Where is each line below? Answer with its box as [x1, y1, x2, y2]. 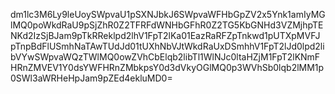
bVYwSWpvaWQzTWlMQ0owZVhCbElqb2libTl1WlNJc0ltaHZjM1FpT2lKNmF [10, 51, 321, 63]
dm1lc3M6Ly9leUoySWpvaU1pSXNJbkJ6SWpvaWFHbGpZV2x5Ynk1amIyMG [10, 9, 326, 20]
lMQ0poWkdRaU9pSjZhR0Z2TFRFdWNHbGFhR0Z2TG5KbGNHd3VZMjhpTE [10, 19, 324, 31]
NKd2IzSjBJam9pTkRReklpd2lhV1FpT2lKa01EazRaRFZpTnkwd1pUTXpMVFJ [10, 30, 321, 41]
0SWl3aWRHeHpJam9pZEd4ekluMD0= [10, 72, 173, 84]
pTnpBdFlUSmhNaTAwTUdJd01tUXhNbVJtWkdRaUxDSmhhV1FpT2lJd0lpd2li [10, 40, 325, 52]
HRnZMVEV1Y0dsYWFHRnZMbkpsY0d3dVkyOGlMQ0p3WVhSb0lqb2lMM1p [10, 62, 325, 73]
